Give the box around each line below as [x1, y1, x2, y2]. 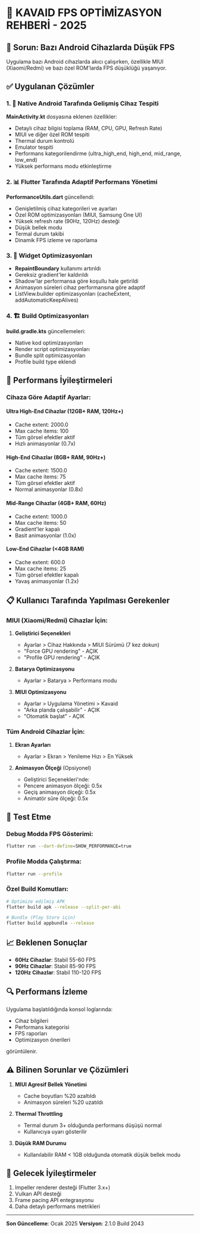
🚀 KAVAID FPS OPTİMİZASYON [6, 6, 162, 20]
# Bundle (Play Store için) [6, 915, 76, 921]
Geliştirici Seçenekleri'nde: [23, 775, 90, 783]
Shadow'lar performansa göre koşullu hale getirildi [14, 277, 139, 285]
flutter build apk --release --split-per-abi [6, 904, 121, 910]
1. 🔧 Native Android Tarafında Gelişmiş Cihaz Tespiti [6, 99, 159, 108]
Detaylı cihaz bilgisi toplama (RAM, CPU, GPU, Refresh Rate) [14, 124, 162, 132]
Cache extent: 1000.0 [14, 512, 67, 520]
